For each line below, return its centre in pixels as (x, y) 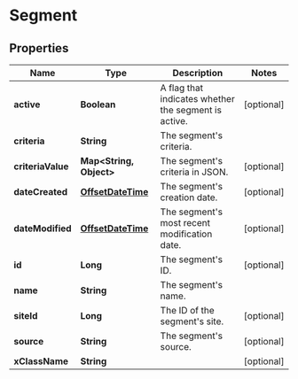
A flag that (182, 88)
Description (198, 73)
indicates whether (197, 99)
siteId (26, 316)
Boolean (98, 104)
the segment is (191, 110)
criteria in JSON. (194, 172)
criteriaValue (41, 166)
